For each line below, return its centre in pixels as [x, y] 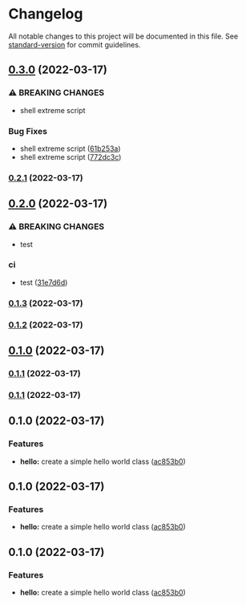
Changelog [46, 14]
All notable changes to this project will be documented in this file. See [123, 36]
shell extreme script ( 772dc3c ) [71, 156]
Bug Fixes [28, 131]
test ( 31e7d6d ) [44, 282]
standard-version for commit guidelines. [75, 44]
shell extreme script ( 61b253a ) [71, 148]
